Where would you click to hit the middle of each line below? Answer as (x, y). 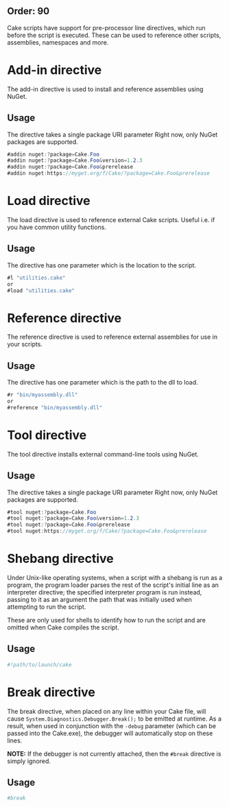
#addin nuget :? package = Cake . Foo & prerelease (70, 167)
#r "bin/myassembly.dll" (43, 395)
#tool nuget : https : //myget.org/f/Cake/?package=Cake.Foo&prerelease (107, 531)
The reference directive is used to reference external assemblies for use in (112, 337)
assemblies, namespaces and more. (58, 42)
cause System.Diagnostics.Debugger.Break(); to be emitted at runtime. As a (114, 719)
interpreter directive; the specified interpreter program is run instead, (105, 592)
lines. (15, 740)
